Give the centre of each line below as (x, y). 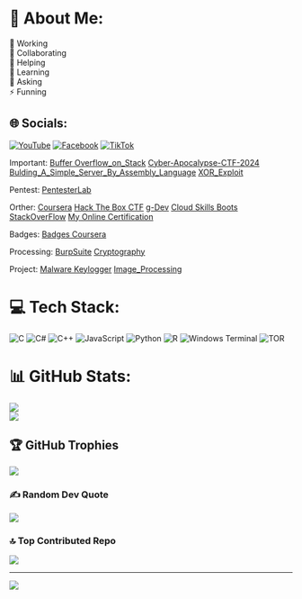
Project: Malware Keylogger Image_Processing (96, 268)
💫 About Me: (57, 18)
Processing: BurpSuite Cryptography (77, 251)
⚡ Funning (28, 91)
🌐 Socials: (39, 124)
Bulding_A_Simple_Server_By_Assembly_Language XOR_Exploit (127, 172)
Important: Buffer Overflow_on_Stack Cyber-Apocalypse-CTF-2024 (135, 162)
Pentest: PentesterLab (50, 189)
